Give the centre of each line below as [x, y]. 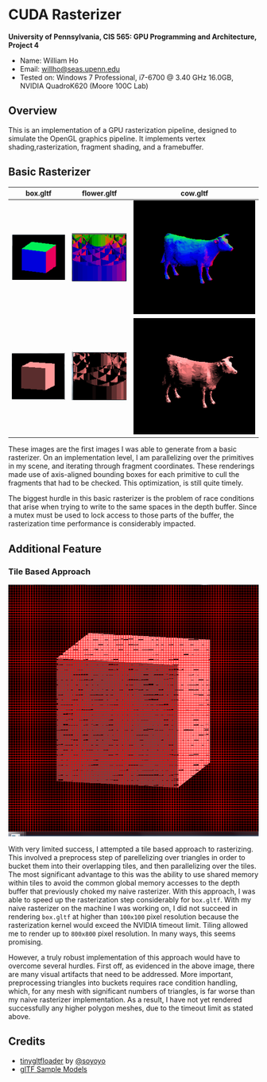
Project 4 [24, 45]
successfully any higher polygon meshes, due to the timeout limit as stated [131, 1008]
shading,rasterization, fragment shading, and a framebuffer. [106, 147]
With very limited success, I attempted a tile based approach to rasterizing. [131, 849]
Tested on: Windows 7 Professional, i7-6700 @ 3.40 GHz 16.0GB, [127, 77]
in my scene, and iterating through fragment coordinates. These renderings [132, 466]
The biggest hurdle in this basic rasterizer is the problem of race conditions [131, 498]
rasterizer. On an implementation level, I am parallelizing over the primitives [131, 458]
